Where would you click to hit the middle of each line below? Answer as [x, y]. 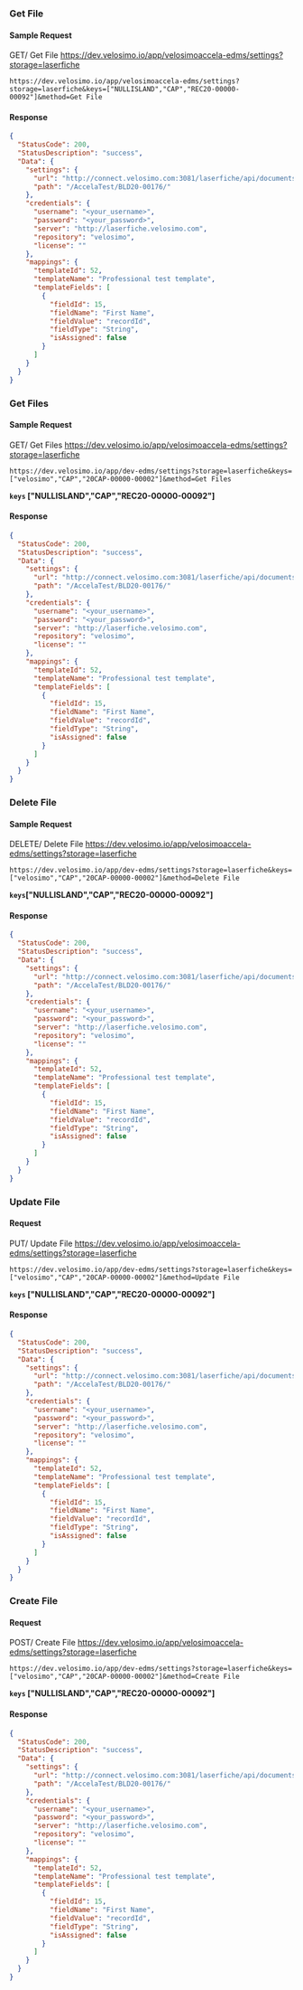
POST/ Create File [43, 1643]
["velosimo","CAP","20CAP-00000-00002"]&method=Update [115, 1278]
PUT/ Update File [41, 1243]
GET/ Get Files [36, 445]
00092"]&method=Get [46, 98]
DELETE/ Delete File [46, 844]
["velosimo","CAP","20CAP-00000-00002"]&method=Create [115, 1677]
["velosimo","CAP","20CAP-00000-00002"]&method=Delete [115, 878]
